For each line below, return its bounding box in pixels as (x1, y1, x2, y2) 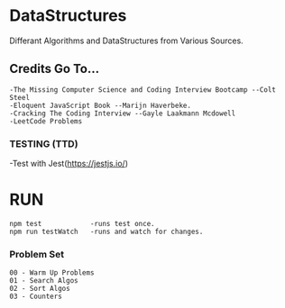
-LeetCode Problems (9, 116, 83, 126)
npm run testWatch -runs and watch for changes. (9, 227, 204, 236)
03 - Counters (9, 292, 63, 302)
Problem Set (9, 248, 65, 260)
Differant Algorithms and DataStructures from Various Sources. (9, 35, 244, 46)
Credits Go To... (9, 61, 100, 77)
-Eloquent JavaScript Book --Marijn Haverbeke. (9, 101, 192, 110)
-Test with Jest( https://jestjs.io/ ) (9, 159, 129, 169)
